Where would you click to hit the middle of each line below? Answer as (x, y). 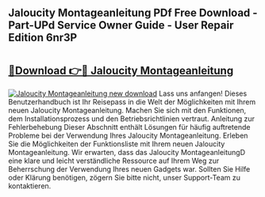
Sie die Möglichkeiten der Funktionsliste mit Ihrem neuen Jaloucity (117, 144)
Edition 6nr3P (43, 38)
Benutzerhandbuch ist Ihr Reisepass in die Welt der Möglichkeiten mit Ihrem (132, 102)
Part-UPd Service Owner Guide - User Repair (121, 26)
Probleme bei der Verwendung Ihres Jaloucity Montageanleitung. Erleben (128, 135)
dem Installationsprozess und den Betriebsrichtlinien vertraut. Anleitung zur (132, 119)
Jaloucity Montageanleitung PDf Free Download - (133, 13)
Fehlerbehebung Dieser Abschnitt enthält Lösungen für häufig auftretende (129, 127)
